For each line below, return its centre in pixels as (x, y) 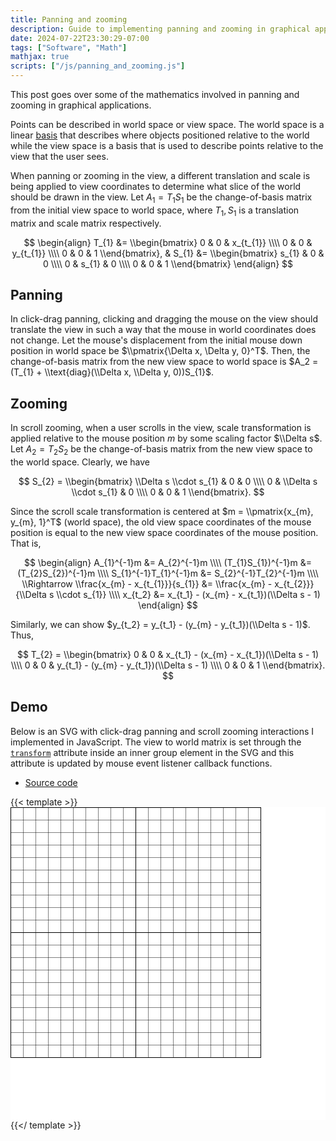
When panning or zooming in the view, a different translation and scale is (160, 175)
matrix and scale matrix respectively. (86, 223)
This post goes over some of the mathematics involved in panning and (155, 94)
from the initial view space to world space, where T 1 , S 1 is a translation (155, 211)
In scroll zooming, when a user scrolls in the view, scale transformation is (161, 428)
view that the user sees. (59, 156)
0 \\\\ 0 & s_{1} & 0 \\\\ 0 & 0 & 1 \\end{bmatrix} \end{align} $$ (168, 263)
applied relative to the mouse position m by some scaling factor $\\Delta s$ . (166, 438)
